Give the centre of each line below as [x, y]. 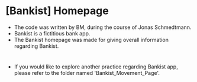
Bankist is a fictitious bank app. [52, 33]
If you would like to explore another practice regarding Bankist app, [96, 67]
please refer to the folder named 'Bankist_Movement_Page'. [87, 73]
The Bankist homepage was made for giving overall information [91, 40]
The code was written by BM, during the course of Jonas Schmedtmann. [103, 27]
